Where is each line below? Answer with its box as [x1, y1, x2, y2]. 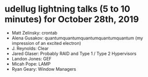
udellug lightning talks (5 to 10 [4, 3, 131, 15]
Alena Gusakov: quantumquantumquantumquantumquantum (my [11, 35, 143, 41]
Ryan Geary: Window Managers [11, 66, 77, 72]
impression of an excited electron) [11, 40, 82, 46]
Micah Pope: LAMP [11, 61, 51, 67]
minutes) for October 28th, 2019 [4, 14, 139, 25]
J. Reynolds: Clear [11, 45, 49, 51]
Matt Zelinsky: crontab [11, 30, 58, 36]
